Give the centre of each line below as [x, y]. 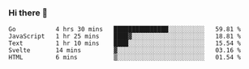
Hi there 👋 [28, 13]
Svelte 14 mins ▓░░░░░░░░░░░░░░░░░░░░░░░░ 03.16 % [125, 51]
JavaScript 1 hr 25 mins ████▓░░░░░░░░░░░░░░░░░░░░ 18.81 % [125, 37]
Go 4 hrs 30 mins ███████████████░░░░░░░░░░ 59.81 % [125, 30]
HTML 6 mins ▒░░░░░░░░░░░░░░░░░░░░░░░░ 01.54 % [125, 58]
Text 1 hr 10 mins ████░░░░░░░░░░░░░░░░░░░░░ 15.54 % [125, 43]
